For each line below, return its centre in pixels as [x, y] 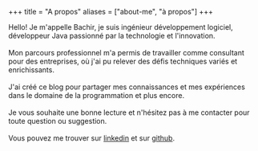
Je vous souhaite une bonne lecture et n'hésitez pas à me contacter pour [129, 112]
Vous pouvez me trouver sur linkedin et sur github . [91, 138]
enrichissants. [31, 70]
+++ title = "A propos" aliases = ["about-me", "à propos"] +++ [111, 12]
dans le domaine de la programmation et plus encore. [97, 95]
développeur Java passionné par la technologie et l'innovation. [112, 36]
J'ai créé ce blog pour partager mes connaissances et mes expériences [127, 87]
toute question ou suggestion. [58, 121]
